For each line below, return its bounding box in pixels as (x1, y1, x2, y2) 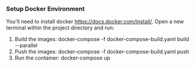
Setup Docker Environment (6, 5, 85, 13)
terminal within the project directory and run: (6, 24, 115, 31)
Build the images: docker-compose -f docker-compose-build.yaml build (14, 36, 190, 43)
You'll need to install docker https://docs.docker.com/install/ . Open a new (6, 18, 184, 25)
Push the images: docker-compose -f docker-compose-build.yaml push (14, 48, 190, 55)
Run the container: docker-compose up (14, 55, 111, 62)
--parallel (14, 42, 38, 49)
